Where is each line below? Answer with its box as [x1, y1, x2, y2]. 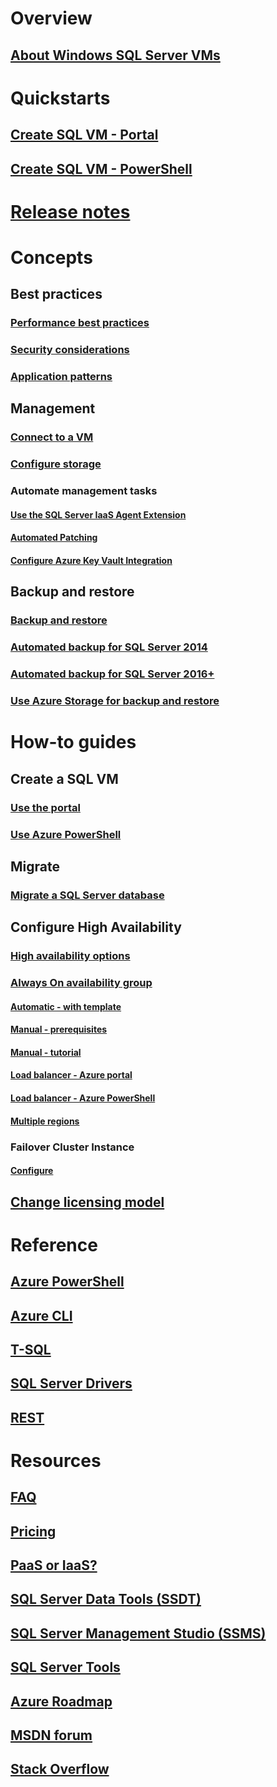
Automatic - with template [10, 1000, 122, 1012]
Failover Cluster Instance [10, 1140, 135, 1154]
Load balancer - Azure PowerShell [10, 1092, 156, 1104]
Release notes [10, 200, 131, 223]
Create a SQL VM [10, 770, 119, 787]
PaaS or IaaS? [10, 1557, 98, 1574]
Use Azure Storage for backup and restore [10, 694, 220, 708]
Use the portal [10, 800, 81, 814]
